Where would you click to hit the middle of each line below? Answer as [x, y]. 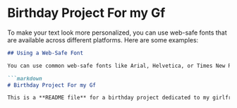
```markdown [25, 78]
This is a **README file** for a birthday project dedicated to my [109, 98]
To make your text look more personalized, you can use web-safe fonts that [117, 32]
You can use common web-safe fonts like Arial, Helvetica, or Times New [116, 66]
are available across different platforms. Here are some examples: [103, 40]
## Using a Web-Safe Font [45, 53]
